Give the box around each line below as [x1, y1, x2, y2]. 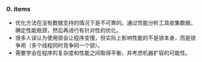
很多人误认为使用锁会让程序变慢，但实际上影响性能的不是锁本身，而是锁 [15, 34, 196, 42]
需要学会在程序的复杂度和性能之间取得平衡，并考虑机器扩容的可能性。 [15, 49, 191, 57]
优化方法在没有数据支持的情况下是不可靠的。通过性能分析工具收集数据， [15, 19, 196, 26]
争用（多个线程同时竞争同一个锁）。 [15, 42, 103, 49]
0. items [6, 5, 31, 13]
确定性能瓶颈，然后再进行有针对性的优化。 [15, 26, 122, 34]
